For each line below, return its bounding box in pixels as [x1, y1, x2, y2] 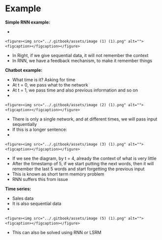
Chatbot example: [5, 67, 43, 73]
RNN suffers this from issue [12, 176, 68, 182]
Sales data [12, 195, 34, 201]
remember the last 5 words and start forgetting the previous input [12, 166, 145, 172]
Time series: [5, 185, 31, 192]
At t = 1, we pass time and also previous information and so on [12, 87, 138, 93]
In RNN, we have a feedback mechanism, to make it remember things [12, 58, 152, 63]
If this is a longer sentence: [12, 126, 67, 132]
